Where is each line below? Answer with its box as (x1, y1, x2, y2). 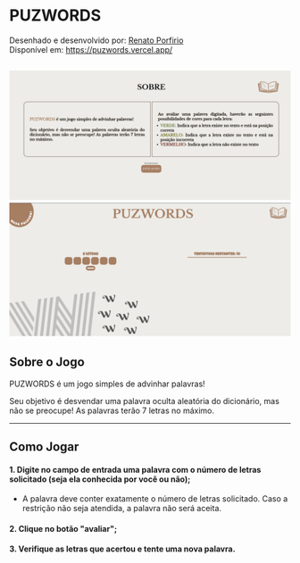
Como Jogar (9, 439, 79, 455)
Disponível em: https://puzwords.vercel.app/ (9, 44, 173, 54)
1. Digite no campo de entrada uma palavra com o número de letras (9, 464, 262, 475)
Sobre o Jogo (9, 354, 85, 370)
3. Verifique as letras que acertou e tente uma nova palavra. (9, 543, 236, 554)
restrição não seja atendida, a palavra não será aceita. (21, 503, 221, 514)
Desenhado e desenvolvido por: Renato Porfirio (9, 35, 184, 46)
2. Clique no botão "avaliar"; (9, 523, 118, 534)
